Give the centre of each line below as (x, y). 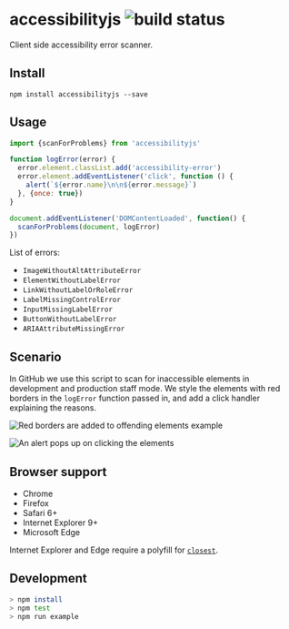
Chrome (38, 493)
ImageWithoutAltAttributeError (82, 271)
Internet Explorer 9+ (60, 522)
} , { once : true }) (50, 193)
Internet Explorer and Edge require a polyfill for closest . (114, 550)
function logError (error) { (63, 159)
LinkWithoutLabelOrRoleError (78, 290)
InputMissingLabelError (68, 309)
